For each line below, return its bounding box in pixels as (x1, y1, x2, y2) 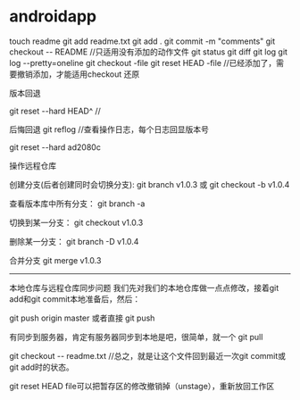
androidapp (9, 6, 97, 27)
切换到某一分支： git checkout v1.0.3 (9, 217, 144, 228)
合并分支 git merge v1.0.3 (9, 254, 102, 265)
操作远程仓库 (9, 160, 56, 171)
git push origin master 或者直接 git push (9, 312, 155, 323)
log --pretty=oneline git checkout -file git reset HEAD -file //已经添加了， (9, 57, 277, 68)
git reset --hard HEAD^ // (9, 105, 101, 116)
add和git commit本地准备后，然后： (9, 293, 141, 304)
